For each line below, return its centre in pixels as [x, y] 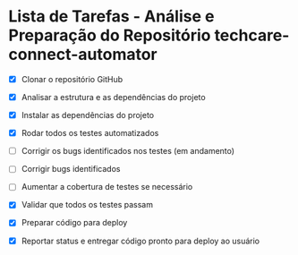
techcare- [252, 35]
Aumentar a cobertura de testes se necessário [107, 187]
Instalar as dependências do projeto [87, 115]
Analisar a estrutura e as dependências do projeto [114, 97]
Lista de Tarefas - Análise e [111, 17]
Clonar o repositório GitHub [72, 79]
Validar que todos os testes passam [87, 205]
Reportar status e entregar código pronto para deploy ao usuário [140, 241]
